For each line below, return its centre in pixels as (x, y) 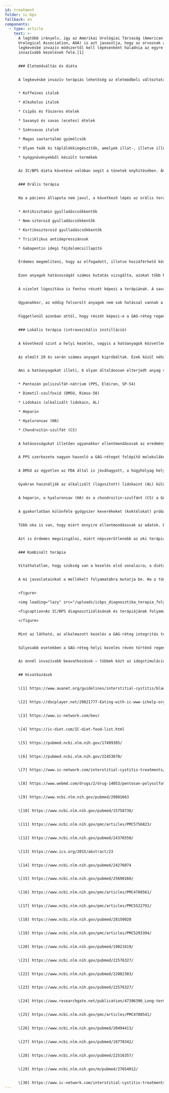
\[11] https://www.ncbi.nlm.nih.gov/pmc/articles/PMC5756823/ (85, 824)
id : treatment (20, 10)
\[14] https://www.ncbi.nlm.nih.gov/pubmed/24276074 (75, 865)
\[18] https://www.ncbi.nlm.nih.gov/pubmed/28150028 (75, 920)
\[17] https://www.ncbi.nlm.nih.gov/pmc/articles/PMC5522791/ (85, 906)
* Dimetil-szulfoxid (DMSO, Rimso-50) (59, 394)
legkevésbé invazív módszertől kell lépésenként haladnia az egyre (91, 48)
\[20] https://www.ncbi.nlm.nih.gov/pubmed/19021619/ (76, 946)
